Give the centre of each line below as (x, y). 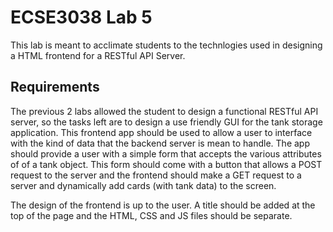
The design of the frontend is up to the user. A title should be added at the (163, 205)
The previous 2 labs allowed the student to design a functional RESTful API (164, 111)
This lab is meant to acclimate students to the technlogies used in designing (166, 45)
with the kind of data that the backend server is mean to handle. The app (160, 143)
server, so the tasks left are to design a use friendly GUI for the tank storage (166, 122)
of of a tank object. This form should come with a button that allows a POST (166, 164)
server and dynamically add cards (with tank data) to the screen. (143, 185)
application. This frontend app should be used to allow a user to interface (161, 132)
